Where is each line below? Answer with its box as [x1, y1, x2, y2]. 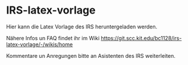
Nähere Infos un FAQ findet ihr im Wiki [6, 34, 100, 41]
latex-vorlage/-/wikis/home [6, 41, 73, 48]
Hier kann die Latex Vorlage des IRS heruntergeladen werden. [6, 23, 158, 30]
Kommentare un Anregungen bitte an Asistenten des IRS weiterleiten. [6, 52, 176, 59]
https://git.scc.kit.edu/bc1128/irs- [101, 34, 182, 41]
